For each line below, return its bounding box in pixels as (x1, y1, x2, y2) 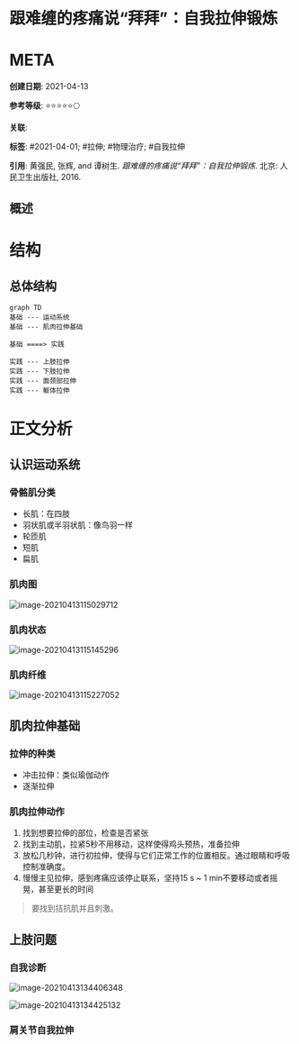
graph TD (9, 303, 42, 312)
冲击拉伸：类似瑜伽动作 (22, 769, 110, 780)
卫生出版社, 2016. (16, 172, 82, 183)
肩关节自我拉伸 (9, 1023, 75, 1036)
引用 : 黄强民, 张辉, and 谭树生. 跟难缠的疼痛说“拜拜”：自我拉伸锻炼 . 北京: (9, 160, 278, 171)
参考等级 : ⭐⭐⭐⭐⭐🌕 (9, 100, 81, 111)
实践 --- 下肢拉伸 (9, 367, 70, 376)
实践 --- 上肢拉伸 (9, 357, 70, 366)
